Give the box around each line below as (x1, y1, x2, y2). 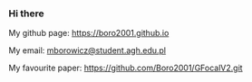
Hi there (8, 7, 44, 20)
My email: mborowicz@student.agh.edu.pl (8, 45, 167, 56)
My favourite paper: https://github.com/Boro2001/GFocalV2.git (8, 62, 243, 74)
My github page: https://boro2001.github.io (8, 28, 170, 39)
